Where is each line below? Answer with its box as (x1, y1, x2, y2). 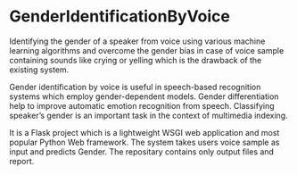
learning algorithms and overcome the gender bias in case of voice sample (9, 45, 285, 55)
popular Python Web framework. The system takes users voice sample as (9, 137, 280, 147)
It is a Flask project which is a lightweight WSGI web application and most (9, 127, 280, 137)
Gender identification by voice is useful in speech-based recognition (9, 81, 261, 92)
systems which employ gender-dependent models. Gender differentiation (9, 91, 279, 102)
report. (9, 155, 35, 166)
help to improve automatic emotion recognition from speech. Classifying (9, 100, 275, 111)
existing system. (9, 64, 70, 75)
